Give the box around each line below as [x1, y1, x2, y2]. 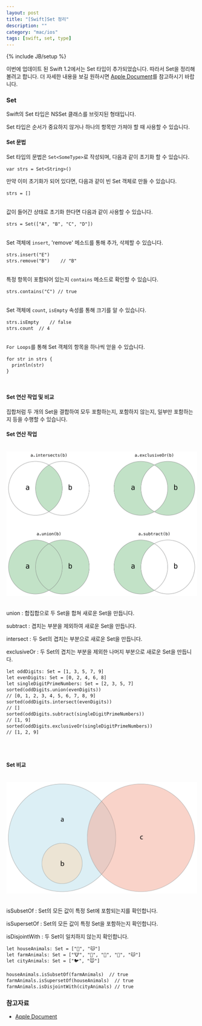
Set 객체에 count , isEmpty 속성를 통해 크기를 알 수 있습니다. [6, 306, 147, 314]
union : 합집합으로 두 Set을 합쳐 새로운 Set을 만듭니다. [6, 610, 135, 617]
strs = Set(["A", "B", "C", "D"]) [6, 221, 94, 227]
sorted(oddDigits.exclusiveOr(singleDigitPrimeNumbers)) [6, 723, 153, 729]
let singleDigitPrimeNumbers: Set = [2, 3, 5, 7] [6, 681, 134, 687]
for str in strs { [6, 356, 53, 362]
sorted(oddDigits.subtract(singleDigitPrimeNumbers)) [6, 711, 145, 717]
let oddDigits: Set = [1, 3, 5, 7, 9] [6, 669, 104, 675]
